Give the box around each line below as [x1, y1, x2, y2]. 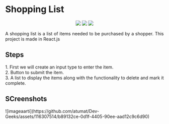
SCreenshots [5, 95, 47, 103]
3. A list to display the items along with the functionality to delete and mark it [5, 75, 164, 81]
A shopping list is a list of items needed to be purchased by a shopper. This [5, 30, 164, 36]
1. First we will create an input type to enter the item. [5, 64, 114, 70]
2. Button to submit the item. [5, 69, 64, 75]
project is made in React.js [5, 36, 60, 42]
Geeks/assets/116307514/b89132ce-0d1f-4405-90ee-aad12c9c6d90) [5, 113, 150, 119]
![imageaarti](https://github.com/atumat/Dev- [5, 108, 100, 114]
